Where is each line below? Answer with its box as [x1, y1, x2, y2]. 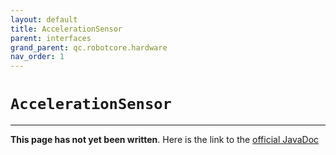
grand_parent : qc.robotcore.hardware [10, 42, 168, 53]
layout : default [10, 14, 78, 25]
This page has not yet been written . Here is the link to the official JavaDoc [10, 134, 320, 146]
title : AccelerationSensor [10, 24, 123, 34]
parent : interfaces [10, 33, 92, 43]
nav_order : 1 [10, 52, 65, 62]
